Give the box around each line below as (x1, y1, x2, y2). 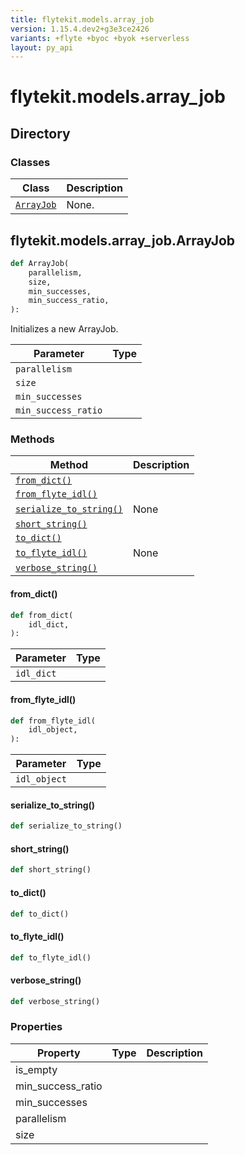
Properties (10, 1020, 63, 1034)
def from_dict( (10, 610, 74, 620)
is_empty (15, 1062, 58, 1076)
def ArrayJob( (10, 258, 70, 268)
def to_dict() (10, 909, 70, 919)
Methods (10, 432, 55, 446)
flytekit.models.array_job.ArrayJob (10, 232, 236, 249)
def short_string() (10, 865, 92, 875)
